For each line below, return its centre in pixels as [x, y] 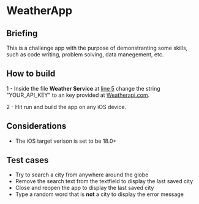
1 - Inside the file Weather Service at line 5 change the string [83, 88]
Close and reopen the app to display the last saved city [84, 188]
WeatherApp [39, 11]
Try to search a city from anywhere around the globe [82, 175]
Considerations [36, 126]
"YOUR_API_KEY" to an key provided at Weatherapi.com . [78, 95]
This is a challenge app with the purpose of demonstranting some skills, [97, 48]
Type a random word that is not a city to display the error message [99, 194]
